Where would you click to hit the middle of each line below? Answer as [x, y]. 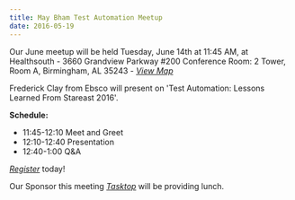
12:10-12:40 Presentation [68, 142]
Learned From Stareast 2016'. [64, 97]
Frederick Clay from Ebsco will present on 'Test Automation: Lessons [137, 88]
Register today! [37, 169]
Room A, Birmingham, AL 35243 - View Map [91, 70]
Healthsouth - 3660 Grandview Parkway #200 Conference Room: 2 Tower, [147, 61]
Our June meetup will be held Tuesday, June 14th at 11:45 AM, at [129, 51]
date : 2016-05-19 [42, 26]
